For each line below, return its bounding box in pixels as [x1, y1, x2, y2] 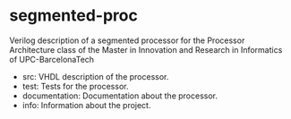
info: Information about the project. [21, 99, 151, 110]
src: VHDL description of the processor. [21, 71, 169, 81]
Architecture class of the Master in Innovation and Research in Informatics [9, 44, 283, 55]
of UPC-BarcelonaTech [9, 54, 95, 64]
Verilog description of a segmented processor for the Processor [9, 35, 245, 46]
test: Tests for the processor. [21, 81, 129, 91]
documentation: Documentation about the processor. [21, 90, 218, 101]
